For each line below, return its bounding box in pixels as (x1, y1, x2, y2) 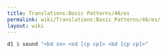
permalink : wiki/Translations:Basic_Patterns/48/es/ (7, 16, 161, 23)
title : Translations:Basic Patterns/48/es (7, 9, 130, 17)
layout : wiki (7, 22, 44, 29)
